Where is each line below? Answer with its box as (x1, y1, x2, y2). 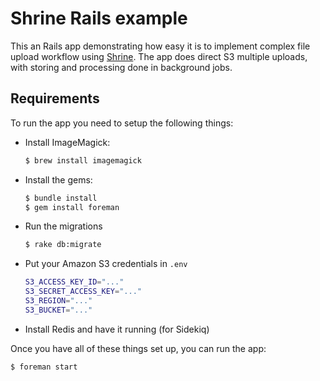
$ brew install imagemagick (24, 155, 142, 166)
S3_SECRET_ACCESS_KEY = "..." (24, 287, 142, 297)
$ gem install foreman (24, 202, 120, 212)
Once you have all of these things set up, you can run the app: (10, 342, 267, 354)
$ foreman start (10, 362, 78, 372)
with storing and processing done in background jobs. (10, 61, 233, 73)
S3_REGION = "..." (24, 296, 93, 306)
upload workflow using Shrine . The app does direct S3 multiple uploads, (10, 50, 308, 62)
